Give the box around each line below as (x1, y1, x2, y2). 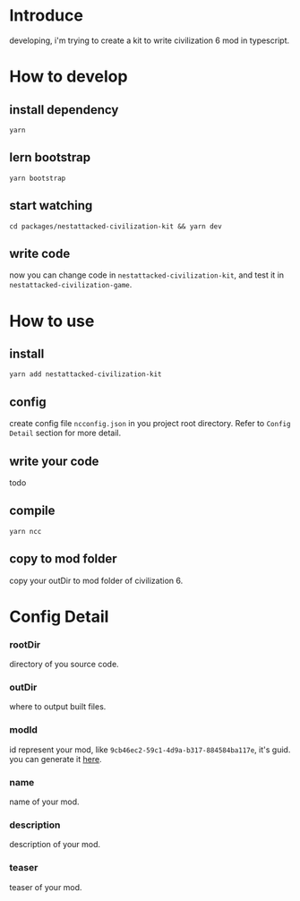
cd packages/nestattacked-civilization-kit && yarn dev (9, 221, 222, 231)
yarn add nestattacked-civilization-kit (9, 370, 163, 379)
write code (9, 245, 71, 261)
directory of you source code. (9, 659, 119, 670)
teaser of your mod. (9, 881, 82, 892)
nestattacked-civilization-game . (9, 279, 133, 290)
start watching (9, 198, 93, 213)
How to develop (9, 66, 128, 87)
